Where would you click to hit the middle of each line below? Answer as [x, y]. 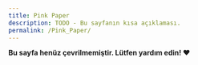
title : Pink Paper [39, 15]
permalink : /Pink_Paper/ [50, 30]
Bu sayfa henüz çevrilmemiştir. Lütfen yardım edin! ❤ [99, 53]
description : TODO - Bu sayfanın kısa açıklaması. [95, 23]
